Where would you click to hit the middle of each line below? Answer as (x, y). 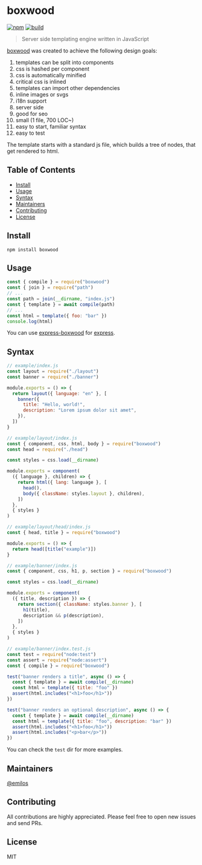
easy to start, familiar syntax (51, 126)
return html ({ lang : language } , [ (62, 483)
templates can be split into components (65, 62)
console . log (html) (30, 321)
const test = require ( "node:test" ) (52, 654)
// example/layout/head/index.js (49, 527)
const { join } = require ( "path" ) (50, 288)
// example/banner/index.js (42, 565)
